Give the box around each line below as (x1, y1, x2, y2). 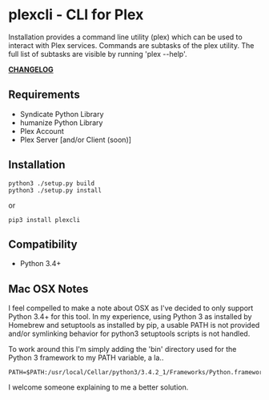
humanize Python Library (19, 118, 103, 127)
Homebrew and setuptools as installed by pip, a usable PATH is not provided (8, 321, 260, 330)
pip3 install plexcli (8, 216, 81, 224)
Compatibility (8, 237, 78, 251)
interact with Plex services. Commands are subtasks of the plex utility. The (8, 40, 255, 50)
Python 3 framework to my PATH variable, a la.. (8, 353, 164, 362)
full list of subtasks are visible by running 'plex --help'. (8, 49, 187, 59)
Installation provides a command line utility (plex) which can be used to (8, 32, 243, 42)
